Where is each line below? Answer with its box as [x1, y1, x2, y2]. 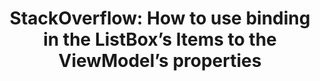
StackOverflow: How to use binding [9, 7, 311, 30]
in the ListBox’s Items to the [43, 28, 277, 51]
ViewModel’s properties [58, 50, 262, 72]
